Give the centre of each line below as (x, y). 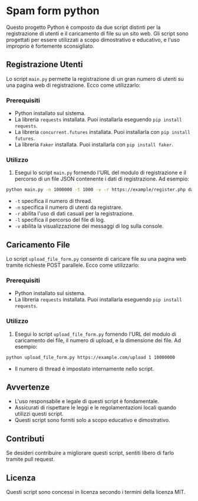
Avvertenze (28, 387)
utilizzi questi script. (39, 414)
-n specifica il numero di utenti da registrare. (68, 207)
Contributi (25, 439)
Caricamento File (38, 245)
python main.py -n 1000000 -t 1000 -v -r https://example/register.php (96, 190)
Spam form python (53, 11)
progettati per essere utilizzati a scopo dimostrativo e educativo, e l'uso (93, 40)
